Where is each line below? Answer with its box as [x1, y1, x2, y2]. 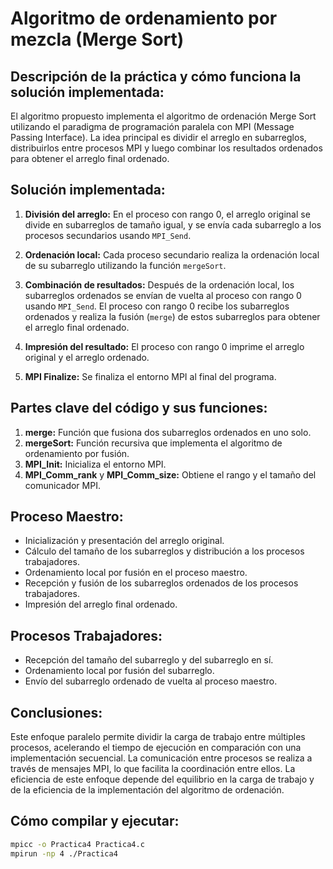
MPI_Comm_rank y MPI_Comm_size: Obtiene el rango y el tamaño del [24, 468, 317, 481]
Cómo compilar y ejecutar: [10, 813, 180, 830]
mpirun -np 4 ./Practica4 [10, 848, 118, 859]
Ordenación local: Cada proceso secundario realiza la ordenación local [24, 248, 320, 261]
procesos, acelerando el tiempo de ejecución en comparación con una [10, 742, 302, 754]
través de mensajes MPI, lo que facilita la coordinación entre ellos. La [10, 763, 296, 775]
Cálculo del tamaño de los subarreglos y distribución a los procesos [24, 545, 305, 557]
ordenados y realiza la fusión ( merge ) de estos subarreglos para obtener [24, 310, 321, 322]
